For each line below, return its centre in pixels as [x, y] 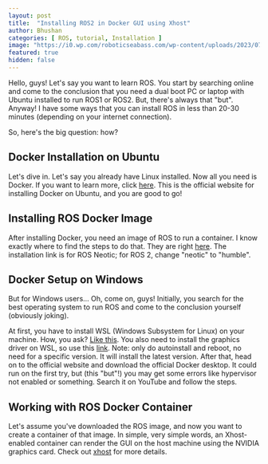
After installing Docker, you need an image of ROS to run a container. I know [133, 238]
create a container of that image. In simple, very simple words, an [116, 435]
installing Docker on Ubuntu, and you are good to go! [95, 193]
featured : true [33, 53]
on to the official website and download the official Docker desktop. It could [132, 365]
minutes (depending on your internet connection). [90, 116]
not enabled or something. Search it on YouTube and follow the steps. [123, 382]
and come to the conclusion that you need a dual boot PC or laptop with [126, 91]
